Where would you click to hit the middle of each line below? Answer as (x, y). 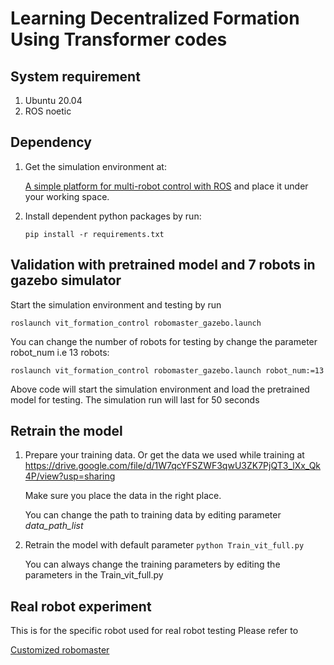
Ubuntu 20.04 (53, 100)
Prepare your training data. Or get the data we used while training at (164, 455)
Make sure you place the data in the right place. (123, 496)
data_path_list (54, 526)
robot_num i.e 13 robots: (60, 352)
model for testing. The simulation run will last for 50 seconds (135, 399)
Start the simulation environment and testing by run (116, 304)
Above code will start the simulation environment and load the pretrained (160, 389)
